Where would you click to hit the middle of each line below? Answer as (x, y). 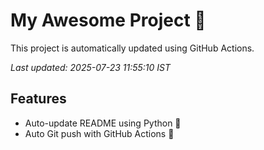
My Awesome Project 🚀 (108, 20)
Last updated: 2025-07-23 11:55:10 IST (90, 67)
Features (38, 99)
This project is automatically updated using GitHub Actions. (132, 48)
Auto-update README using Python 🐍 (103, 123)
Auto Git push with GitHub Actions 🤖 (99, 133)
